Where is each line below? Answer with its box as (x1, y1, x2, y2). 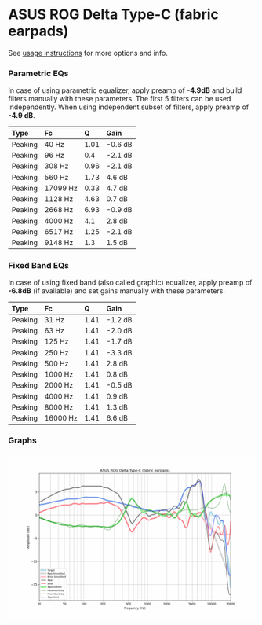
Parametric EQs (8, 68, 69, 79)
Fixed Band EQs (8, 259, 69, 270)
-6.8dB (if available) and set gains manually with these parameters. (8, 286, 226, 296)
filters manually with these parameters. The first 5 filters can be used (8, 94, 231, 104)
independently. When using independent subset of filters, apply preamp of (8, 102, 249, 112)
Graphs (8, 435, 37, 446)
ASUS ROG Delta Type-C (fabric (8, 6, 220, 24)
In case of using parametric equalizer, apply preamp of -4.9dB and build (8, 86, 242, 95)
